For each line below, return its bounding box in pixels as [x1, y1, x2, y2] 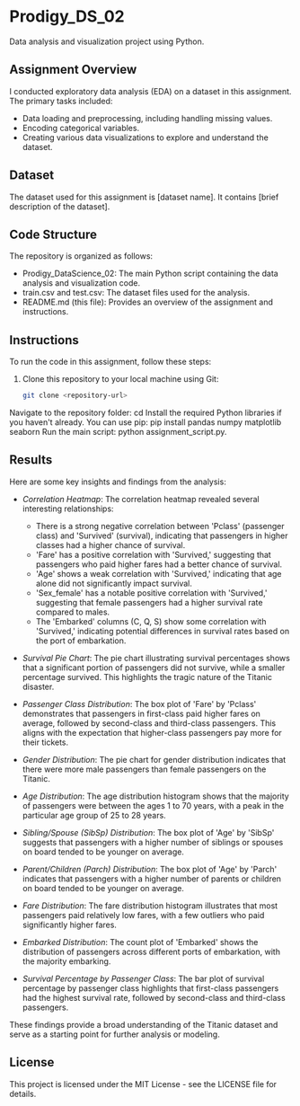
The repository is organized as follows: [9, 251, 154, 261]
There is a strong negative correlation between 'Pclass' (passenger [35, 520, 285, 531]
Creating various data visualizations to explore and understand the [22, 132, 269, 143]
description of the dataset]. [9, 200, 110, 212]
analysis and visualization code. [22, 278, 141, 288]
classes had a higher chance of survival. [35, 539, 186, 550]
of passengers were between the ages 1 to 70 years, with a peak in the [22, 800, 285, 810]
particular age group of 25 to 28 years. [22, 810, 166, 820]
